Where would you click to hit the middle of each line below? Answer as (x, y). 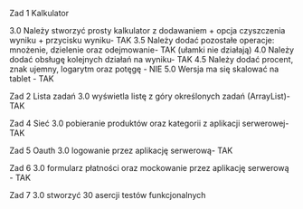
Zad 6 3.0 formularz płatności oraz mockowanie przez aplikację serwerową (149, 168)
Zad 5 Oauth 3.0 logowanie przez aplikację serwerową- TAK (121, 150)
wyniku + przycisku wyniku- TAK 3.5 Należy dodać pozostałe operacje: (142, 40)
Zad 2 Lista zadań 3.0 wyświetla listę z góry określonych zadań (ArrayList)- (150, 96)
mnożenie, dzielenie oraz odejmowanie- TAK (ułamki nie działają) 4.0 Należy (152, 50)
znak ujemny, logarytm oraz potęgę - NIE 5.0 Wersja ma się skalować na (144, 69)
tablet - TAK (32, 79)
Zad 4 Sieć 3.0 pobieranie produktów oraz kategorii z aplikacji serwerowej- (149, 123)
